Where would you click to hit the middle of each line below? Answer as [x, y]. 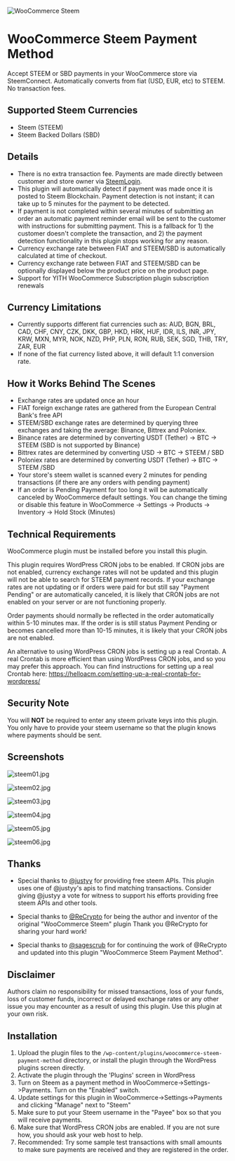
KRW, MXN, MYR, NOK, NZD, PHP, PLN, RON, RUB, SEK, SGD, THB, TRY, [122, 339]
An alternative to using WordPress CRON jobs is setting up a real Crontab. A [117, 651]
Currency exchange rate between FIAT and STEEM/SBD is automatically [121, 248]
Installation [32, 1036]
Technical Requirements [62, 534]
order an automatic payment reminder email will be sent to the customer [122, 218]
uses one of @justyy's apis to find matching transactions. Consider [114, 888]
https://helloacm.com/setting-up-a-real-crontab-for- [125, 674]
